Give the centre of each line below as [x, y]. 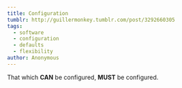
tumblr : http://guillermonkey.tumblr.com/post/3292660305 [91, 20]
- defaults [29, 45]
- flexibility [33, 52]
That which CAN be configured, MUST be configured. [83, 77]
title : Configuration [38, 13]
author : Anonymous [33, 58]
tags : [15, 26]
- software [29, 32]
